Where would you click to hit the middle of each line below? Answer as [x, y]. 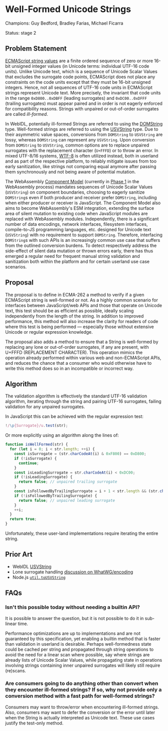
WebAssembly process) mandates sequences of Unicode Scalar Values [79, 187]
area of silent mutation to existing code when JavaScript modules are [76, 213]
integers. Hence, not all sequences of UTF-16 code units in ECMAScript [79, 87]
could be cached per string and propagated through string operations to [79, 649]
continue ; [28, 463]
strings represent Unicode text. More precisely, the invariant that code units [83, 93]
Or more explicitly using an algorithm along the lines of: [62, 435]
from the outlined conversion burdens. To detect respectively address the [81, 245]
